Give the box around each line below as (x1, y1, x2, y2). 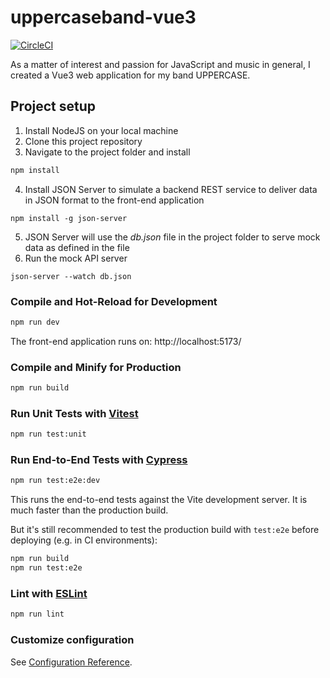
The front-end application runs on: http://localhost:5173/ (10, 335, 242, 347)
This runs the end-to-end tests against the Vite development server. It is (10, 494, 308, 506)
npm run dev (10, 317, 60, 327)
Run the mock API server (24, 252, 128, 264)
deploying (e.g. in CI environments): (10, 534, 158, 546)
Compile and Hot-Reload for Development (10, 294, 218, 308)
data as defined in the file (24, 241, 130, 253)
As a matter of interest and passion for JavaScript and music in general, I (10, 58, 311, 70)
